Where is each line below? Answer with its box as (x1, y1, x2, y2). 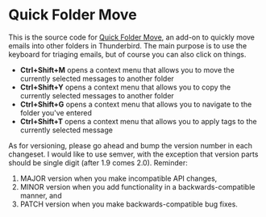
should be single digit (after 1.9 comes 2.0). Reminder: (8, 157, 188, 167)
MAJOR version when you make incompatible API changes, (19, 173, 218, 183)
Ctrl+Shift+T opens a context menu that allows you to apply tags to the (19, 116, 257, 126)
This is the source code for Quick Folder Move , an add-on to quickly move (8, 32, 256, 42)
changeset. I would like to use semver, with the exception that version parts (8, 149, 259, 159)
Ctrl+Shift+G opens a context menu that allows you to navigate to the (19, 99, 252, 109)
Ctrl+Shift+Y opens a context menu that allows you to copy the (19, 82, 231, 92)
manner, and (19, 190, 62, 200)
